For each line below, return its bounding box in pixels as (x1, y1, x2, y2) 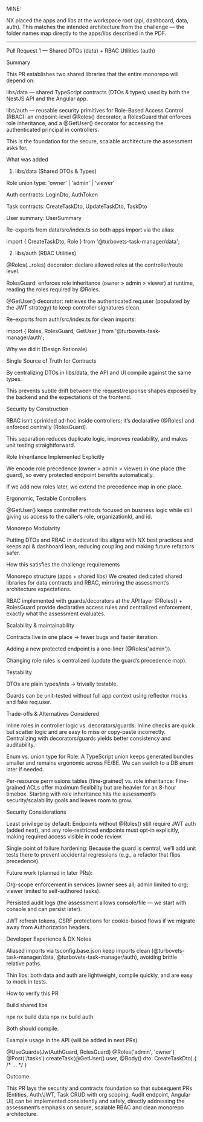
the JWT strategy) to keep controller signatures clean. (6, 304, 141, 311)
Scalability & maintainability (6, 622, 74, 629)
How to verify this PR (6, 990, 59, 997)
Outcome (6, 1073, 30, 1080)
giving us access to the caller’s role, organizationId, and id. (6, 513, 153, 520)
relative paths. (6, 960, 42, 967)
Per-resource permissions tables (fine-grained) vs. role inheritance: (6, 777, 175, 785)
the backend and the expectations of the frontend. (6, 394, 132, 401)
